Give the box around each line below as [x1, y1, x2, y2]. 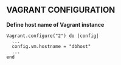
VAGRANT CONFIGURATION [6, 5, 116, 15]
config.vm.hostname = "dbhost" [12, 43, 91, 49]
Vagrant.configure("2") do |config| [6, 33, 99, 39]
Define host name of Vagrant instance [6, 21, 105, 28]
